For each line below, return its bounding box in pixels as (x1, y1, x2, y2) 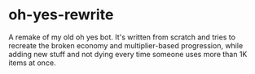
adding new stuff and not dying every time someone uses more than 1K (8, 49, 248, 59)
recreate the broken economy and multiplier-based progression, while (8, 40, 244, 50)
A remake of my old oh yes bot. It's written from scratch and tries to (8, 32, 236, 42)
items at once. (8, 58, 56, 68)
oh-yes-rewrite (8, 6, 114, 24)
